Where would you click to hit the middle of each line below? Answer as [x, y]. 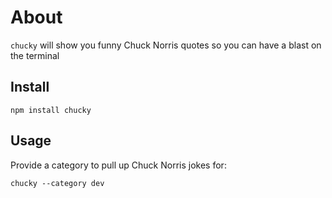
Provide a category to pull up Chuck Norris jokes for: [118, 165]
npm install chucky [51, 110]
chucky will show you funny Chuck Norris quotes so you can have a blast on [166, 45]
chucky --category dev [57, 183]
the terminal [35, 55]
